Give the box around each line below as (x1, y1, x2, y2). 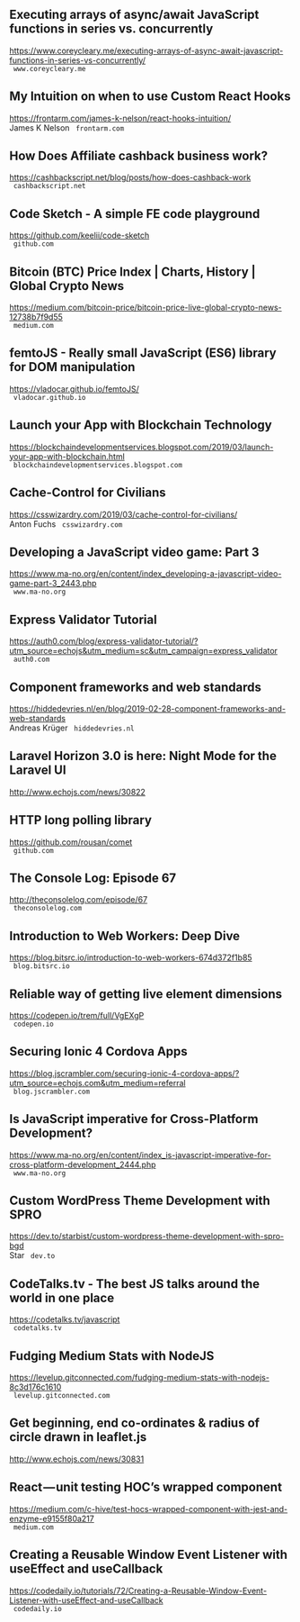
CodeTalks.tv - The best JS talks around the (9, 1276, 260, 1291)
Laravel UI (9, 763, 66, 778)
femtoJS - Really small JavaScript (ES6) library (9, 346, 277, 361)
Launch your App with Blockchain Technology (9, 418, 272, 433)
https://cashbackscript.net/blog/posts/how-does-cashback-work (9, 172, 251, 183)
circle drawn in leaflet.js (9, 1429, 147, 1445)
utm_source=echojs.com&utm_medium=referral (9, 1077, 186, 1088)
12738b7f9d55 (9, 312, 63, 322)
